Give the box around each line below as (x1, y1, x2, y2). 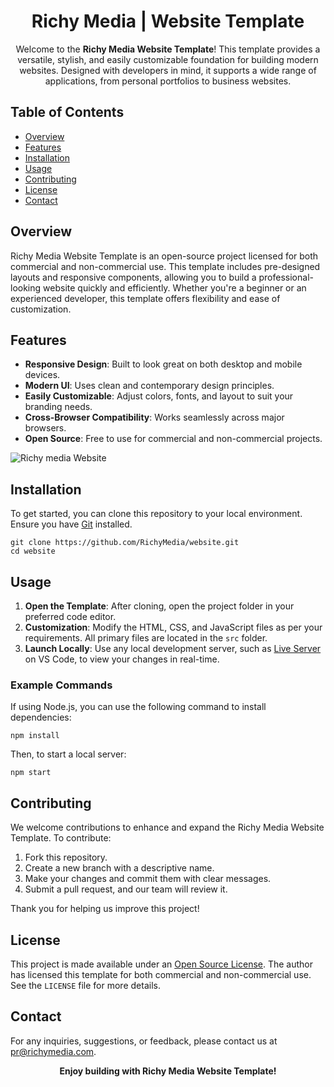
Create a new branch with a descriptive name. (24, 862, 215, 874)
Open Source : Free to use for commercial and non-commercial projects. (24, 433, 323, 445)
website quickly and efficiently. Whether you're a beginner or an (43, 281, 307, 294)
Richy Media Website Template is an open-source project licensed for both (10, 250, 319, 262)
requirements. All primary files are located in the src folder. (24, 632, 268, 644)
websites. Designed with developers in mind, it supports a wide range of (19, 64, 317, 76)
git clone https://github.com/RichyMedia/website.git (10, 538, 240, 548)
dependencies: (10, 711, 72, 724)
